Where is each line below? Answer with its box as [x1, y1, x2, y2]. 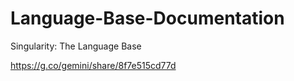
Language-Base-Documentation [10, 7, 285, 30]
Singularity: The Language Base [10, 40, 142, 52]
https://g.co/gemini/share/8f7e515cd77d [10, 59, 177, 71]
